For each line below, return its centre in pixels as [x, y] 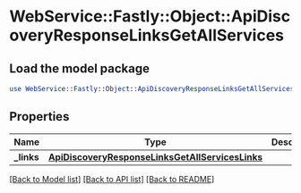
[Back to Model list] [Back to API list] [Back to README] [112, 179]
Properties [39, 117]
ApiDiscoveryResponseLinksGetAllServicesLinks [155, 156]
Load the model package [80, 68]
